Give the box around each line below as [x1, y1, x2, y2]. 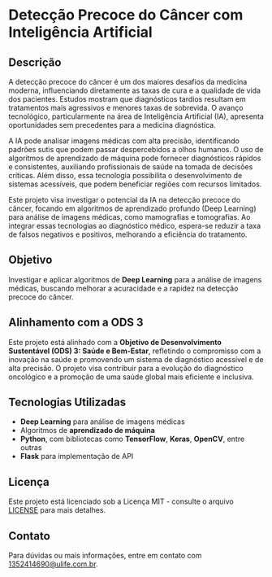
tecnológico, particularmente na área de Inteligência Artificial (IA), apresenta [8, 111, 264, 121]
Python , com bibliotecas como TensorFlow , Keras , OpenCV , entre [19, 434, 245, 444]
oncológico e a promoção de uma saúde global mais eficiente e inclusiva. [8, 372, 254, 382]
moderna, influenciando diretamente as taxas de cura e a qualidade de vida [8, 85, 261, 95]
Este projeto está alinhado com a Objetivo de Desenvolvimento [8, 337, 222, 347]
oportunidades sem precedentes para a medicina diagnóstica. [8, 120, 217, 129]
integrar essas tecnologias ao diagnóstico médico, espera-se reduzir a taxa [8, 221, 261, 230]
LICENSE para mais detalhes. [8, 505, 106, 515]
